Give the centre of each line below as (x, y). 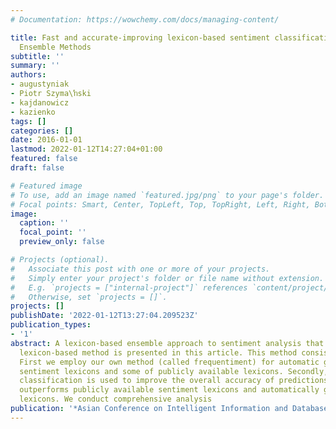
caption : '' (44, 223)
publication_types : (51, 325)
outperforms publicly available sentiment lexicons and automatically (169, 390)
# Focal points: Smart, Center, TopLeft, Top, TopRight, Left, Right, (160, 204)
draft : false (37, 168)
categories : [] (42, 131)
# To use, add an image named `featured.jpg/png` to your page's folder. (167, 195)
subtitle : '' (37, 56)
